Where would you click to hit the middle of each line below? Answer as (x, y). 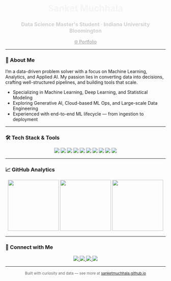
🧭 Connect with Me (29, 247)
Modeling (23, 98)
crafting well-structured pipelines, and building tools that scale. (72, 82)
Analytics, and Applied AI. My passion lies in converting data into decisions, (84, 77)
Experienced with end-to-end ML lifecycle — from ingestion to (78, 114)
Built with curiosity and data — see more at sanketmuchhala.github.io (85, 273)
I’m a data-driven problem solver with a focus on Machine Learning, (76, 71)
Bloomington (85, 31)
